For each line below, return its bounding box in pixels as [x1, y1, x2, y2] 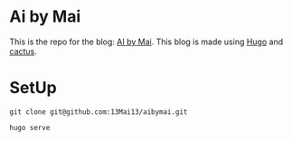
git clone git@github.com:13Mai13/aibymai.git [9, 107, 188, 117]
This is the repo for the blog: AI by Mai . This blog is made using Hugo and [9, 36, 284, 47]
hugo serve [9, 123, 51, 132]
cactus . [9, 45, 38, 56]
